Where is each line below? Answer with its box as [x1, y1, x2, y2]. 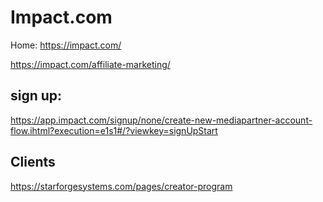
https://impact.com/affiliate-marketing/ [10, 58, 171, 70]
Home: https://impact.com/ [10, 39, 122, 51]
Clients [10, 154, 56, 171]
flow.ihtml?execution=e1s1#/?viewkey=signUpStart [10, 124, 218, 136]
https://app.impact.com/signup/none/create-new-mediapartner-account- [10, 114, 313, 126]
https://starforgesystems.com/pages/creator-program [10, 180, 233, 192]
